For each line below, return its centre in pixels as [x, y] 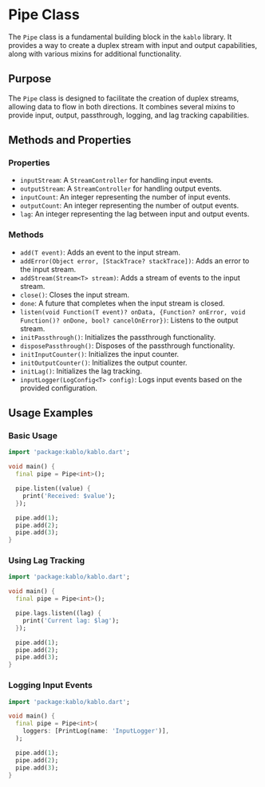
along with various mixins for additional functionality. [95, 53]
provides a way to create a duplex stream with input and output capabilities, [133, 45]
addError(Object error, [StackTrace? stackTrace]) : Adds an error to [134, 260]
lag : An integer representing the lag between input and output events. [134, 214]
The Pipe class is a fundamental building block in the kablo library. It [120, 37]
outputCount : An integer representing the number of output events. [129, 206]
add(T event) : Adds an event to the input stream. [100, 252]
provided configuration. [58, 388]
